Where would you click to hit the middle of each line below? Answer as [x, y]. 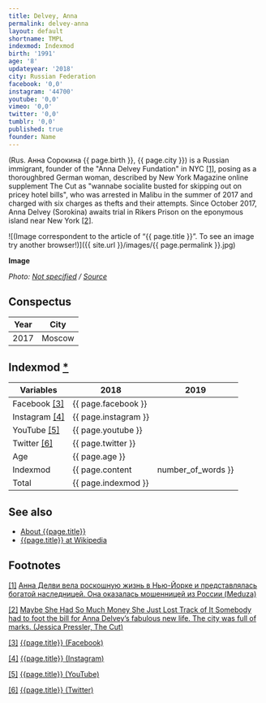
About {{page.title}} [53, 532]
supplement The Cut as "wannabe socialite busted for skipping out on [125, 186]
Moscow [58, 338]
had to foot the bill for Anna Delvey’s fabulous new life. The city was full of [133, 618]
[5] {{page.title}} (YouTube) [54, 674]
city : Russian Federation [52, 76]
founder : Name [32, 137]
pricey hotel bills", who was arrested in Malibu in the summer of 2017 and [131, 194]
